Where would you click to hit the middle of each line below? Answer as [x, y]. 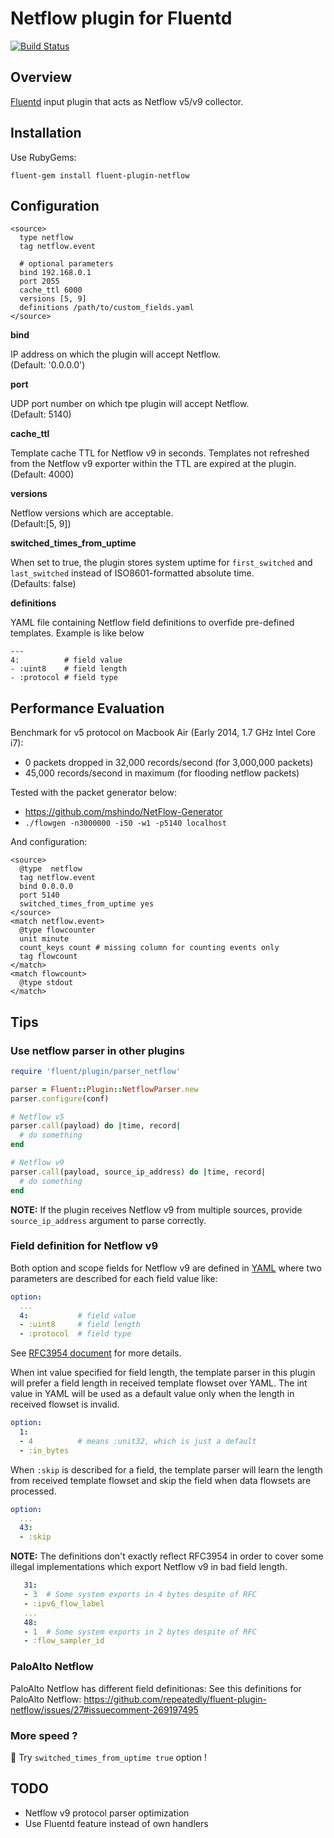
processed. [33, 1491]
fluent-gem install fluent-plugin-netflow [100, 175]
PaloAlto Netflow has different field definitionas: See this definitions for [156, 1688]
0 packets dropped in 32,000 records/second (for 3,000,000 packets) [169, 763]
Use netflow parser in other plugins [97, 1050]
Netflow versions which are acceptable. [92, 513]
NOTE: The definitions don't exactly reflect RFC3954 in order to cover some [167, 1556]
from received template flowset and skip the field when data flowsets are [161, 1480]
